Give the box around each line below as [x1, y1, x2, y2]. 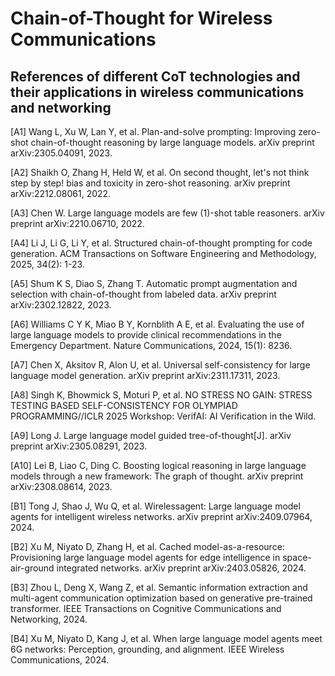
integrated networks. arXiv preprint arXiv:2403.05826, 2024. [56, 562, 307, 574]
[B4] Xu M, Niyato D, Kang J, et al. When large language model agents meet [10, 633, 323, 644]
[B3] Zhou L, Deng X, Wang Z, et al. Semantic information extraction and [10, 582, 308, 593]
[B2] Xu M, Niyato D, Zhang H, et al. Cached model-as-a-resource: [10, 541, 285, 552]
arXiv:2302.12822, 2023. [10, 299, 112, 311]
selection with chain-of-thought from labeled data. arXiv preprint [10, 288, 277, 300]
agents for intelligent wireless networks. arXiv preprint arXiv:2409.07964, [10, 511, 313, 522]
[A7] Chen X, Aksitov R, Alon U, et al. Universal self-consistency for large [10, 359, 311, 371]
